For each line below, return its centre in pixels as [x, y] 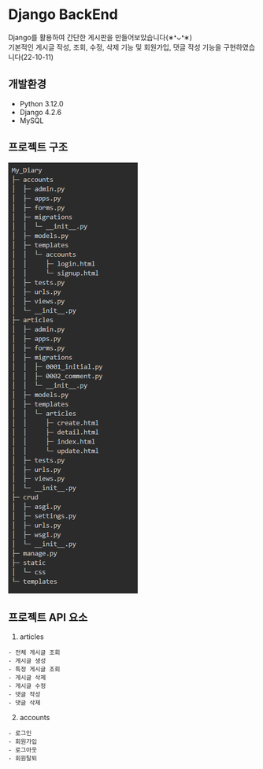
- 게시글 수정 [27, 686]
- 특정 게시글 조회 [34, 670]
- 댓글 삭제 [24, 703]
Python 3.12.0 [42, 103]
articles [32, 637]
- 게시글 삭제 [27, 678]
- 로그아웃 [23, 750]
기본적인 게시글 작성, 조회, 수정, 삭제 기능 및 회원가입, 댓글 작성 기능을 [115, 47]
